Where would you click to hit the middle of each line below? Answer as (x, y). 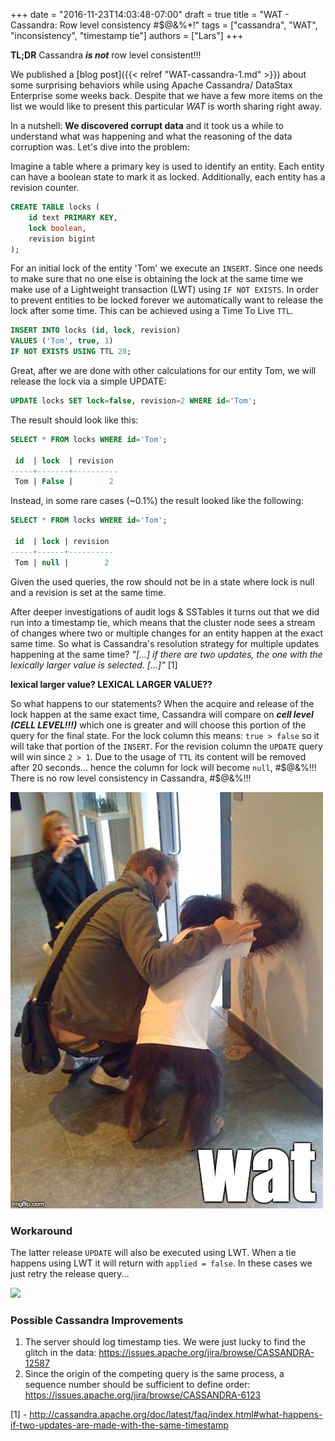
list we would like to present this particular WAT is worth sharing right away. (166, 106)
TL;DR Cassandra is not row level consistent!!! (106, 55)
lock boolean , (57, 228)
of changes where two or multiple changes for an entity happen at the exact (167, 633)
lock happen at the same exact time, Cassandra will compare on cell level (162, 714)
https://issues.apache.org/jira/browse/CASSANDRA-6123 (143, 1395)
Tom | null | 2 (62, 562)
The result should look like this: (74, 420)
